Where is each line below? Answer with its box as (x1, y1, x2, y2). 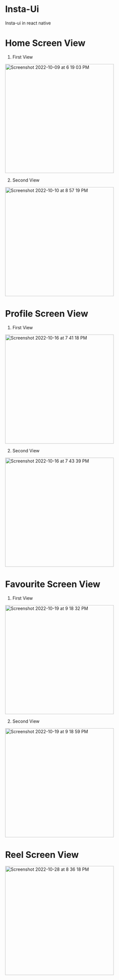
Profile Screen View (5, 308, 88, 320)
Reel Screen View (5, 849, 79, 860)
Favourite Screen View (5, 579, 101, 589)
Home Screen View (5, 37, 86, 49)
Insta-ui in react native (5, 20, 51, 26)
